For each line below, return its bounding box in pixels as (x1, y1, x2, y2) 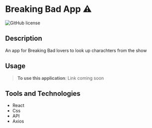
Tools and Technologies (5, 89, 81, 98)
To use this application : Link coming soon (17, 75, 104, 81)
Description (5, 34, 42, 43)
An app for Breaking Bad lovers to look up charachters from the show (5, 47, 147, 53)
